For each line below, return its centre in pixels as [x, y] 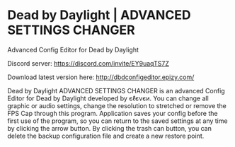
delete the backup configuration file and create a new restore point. [106, 136]
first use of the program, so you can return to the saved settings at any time [117, 121]
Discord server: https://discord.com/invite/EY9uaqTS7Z [88, 63]
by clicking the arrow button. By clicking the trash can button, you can [110, 128]
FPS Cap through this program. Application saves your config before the [113, 113]
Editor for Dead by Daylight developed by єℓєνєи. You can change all [108, 98]
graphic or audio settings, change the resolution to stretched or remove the [117, 105]
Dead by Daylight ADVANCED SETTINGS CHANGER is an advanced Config [116, 90]
